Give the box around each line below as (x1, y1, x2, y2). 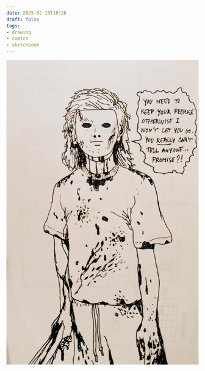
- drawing (6, 29, 32, 35)
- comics (6, 35, 29, 42)
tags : (6, 23, 20, 29)
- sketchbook (6, 42, 40, 48)
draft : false (6, 16, 40, 23)
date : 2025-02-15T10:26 (6, 10, 67, 16)
